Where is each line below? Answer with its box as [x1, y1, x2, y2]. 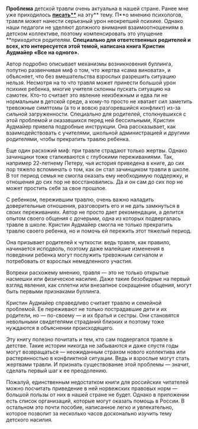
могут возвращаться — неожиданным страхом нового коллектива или [6, 348, 186, 355]
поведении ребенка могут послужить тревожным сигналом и [6, 251, 163, 258]
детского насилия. [6, 416, 53, 423]
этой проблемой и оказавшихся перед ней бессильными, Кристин [6, 117, 175, 123]
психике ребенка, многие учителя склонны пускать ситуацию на [6, 86, 171, 92]
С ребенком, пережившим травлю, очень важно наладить [6, 196, 154, 203]
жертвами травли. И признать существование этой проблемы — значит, [6, 361, 190, 368]
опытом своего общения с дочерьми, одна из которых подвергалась [6, 215, 181, 222]
